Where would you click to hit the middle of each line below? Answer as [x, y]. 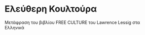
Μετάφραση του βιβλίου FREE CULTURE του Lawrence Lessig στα [72, 22]
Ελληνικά [15, 27]
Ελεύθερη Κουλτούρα [51, 9]
